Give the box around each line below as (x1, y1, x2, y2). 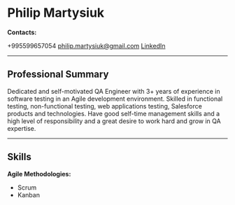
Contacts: (7, 28, 37, 36)
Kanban (17, 190, 41, 199)
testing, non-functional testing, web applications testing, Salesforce (7, 101, 203, 110)
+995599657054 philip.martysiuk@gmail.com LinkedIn (7, 41, 166, 50)
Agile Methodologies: (7, 169, 71, 178)
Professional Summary (7, 69, 109, 80)
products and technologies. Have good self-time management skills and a (7, 109, 220, 118)
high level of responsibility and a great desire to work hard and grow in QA (7, 117, 222, 125)
